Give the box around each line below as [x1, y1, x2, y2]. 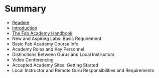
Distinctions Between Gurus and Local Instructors [12, 51, 115, 57]
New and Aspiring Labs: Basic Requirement [12, 35, 102, 41]
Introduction [12, 24, 38, 30]
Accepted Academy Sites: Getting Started [12, 62, 99, 68]
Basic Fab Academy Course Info [12, 40, 79, 46]
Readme [12, 19, 30, 25]
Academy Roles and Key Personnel [12, 46, 85, 52]
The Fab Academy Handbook [12, 30, 73, 36]
